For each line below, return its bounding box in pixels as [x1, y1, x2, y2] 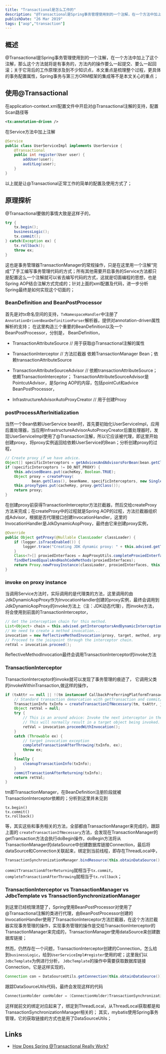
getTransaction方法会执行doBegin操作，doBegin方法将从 [5, 835, 122, 841]
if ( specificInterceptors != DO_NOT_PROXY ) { [5, 464, 100, 470]
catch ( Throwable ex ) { [14, 733, 63, 738]
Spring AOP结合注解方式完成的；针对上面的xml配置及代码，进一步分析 [5, 280, 149, 286]
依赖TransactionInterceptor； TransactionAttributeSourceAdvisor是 [12, 373, 149, 379]
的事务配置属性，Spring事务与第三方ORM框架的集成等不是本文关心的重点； [5, 73, 159, 79]
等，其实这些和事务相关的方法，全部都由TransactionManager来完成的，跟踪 [5, 823, 160, 829]
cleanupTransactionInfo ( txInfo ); [23, 761, 92, 766]
